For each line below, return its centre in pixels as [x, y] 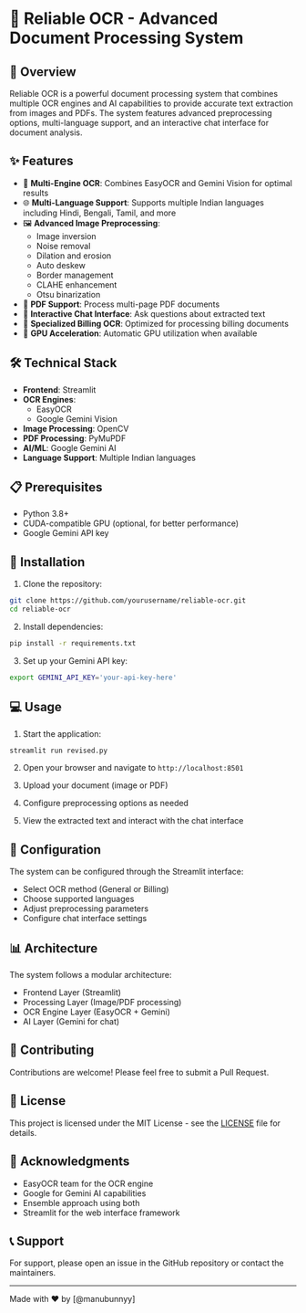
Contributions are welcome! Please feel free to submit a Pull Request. [139, 1072]
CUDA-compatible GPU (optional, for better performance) [131, 523]
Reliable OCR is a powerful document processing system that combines [144, 94]
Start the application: [62, 733]
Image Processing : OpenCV [76, 428]
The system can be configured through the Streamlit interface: [127, 872]
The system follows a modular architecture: [91, 975]
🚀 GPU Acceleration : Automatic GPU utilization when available [140, 333]
